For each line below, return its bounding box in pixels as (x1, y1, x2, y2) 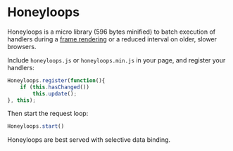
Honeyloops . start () (7, 123, 65, 130)
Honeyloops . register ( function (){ (7, 77, 106, 84)
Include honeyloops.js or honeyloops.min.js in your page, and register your (7, 55, 226, 64)
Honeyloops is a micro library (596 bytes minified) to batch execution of (7, 27, 216, 36)
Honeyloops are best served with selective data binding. (7, 136, 171, 144)
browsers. (7, 42, 37, 51)
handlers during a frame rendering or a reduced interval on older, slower (7, 34, 217, 43)
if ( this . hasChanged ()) (20, 84, 90, 91)
